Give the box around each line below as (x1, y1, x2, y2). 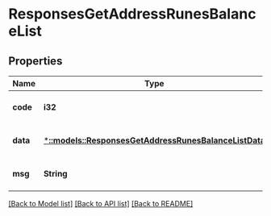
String (43, 168, 68, 179)
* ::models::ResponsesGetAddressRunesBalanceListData (43, 135, 265, 146)
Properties (8, 54, 63, 68)
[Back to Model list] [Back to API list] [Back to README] (8, 199, 194, 208)
